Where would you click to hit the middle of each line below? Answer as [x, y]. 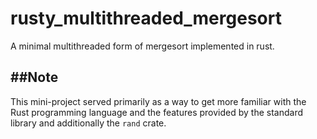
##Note [34, 77]
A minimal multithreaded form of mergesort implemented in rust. [142, 46]
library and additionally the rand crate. [88, 123]
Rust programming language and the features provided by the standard [156, 112]
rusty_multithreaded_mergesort [146, 18]
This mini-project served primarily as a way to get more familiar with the [158, 101]
